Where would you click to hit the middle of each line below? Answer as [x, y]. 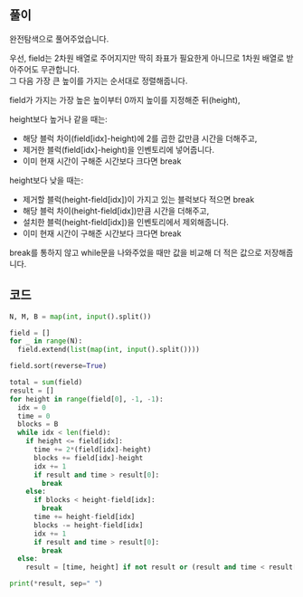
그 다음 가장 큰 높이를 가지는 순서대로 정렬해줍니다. [99, 81]
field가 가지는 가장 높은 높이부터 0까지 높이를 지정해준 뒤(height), [125, 99]
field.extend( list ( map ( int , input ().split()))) [109, 350]
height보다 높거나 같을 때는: [59, 118]
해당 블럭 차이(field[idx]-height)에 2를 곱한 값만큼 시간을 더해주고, [140, 138]
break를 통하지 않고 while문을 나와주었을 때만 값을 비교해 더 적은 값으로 [136, 252]
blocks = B [38, 424]
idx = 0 [32, 407]
